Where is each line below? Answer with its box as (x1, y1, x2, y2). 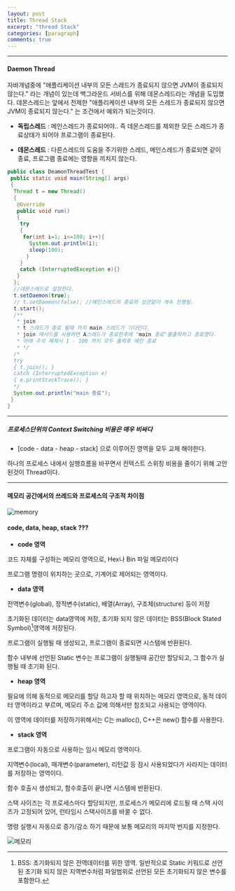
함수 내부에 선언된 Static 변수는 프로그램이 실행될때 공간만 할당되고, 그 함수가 (7, 653, 218, 661)
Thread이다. (25, 468, 60, 476)
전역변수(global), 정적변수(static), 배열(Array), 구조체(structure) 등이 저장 (7, 600, 211, 608)
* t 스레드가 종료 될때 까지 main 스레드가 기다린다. (16, 325, 150, 332)
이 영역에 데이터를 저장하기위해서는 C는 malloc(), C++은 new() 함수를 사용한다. (7, 715, 225, 724)
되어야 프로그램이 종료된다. (41, 131, 115, 139)
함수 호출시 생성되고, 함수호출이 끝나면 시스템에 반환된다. (7, 783, 162, 792)
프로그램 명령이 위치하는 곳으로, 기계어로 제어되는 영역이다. (7, 570, 168, 578)
